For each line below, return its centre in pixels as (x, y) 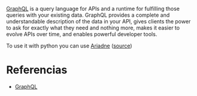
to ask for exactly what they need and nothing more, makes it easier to (93, 28)
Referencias (37, 70)
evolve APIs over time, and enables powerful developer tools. (82, 34)
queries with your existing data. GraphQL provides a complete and (88, 15)
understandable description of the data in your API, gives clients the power (99, 21)
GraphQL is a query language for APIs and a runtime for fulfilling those (93, 9)
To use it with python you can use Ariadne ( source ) (69, 46)
